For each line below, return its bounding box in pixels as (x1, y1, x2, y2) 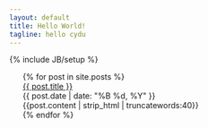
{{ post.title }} (22, 81, 74, 92)
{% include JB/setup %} (9, 55, 99, 65)
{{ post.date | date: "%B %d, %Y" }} (22, 90, 156, 101)
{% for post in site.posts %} (22, 72, 126, 82)
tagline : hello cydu (9, 30, 87, 38)
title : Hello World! (9, 21, 87, 30)
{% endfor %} (22, 109, 74, 121)
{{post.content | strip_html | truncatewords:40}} (22, 100, 199, 111)
